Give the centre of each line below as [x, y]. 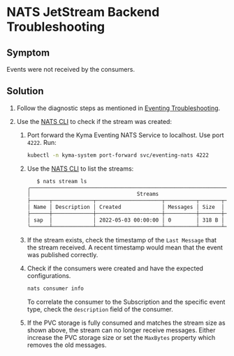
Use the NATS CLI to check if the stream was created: [94, 121]
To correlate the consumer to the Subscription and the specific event [126, 302]
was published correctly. [63, 254]
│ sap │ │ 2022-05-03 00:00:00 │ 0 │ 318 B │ [126, 220]
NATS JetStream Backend [83, 12]
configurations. [49, 275]
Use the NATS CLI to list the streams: [80, 169]
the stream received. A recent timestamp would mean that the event [125, 247]
